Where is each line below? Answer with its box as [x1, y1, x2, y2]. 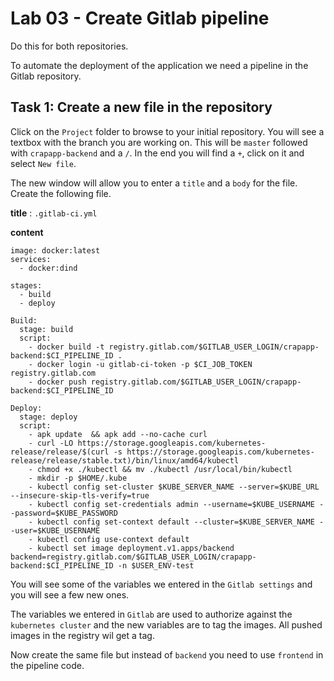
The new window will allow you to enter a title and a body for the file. [10, 177, 298, 189]
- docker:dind [19, 263, 78, 273]
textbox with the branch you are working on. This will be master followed [10, 136, 308, 148]
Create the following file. [10, 187, 112, 199]
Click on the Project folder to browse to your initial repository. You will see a [10, 125, 325, 137]
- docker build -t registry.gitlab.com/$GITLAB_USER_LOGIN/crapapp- [28, 342, 320, 352]
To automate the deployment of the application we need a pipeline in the [10, 59, 309, 71]
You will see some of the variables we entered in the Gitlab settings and [10, 578, 313, 590]
